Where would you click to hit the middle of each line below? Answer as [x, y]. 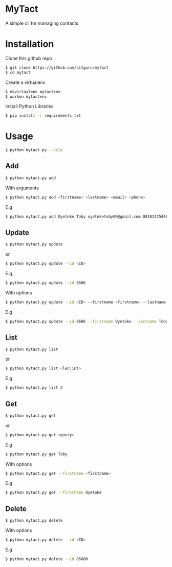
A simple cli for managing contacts [42, 23]
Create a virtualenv [25, 82]
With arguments [22, 188]
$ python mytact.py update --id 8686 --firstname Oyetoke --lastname [81, 321]
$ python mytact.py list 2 [34, 388]
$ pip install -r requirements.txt [43, 116]
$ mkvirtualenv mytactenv [33, 92]
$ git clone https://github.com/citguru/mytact [57, 67]
